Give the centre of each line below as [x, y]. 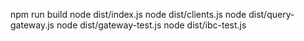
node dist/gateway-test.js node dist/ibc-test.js [151, 25]
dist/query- [271, 14]
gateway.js [32, 25]
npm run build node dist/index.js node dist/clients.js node [128, 14]
